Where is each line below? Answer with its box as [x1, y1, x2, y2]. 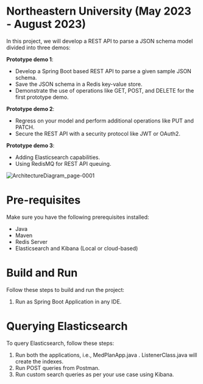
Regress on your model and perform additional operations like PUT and [15, 117, 194, 124]
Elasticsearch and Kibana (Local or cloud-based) [15, 244, 138, 252]
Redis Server [15, 238, 48, 245]
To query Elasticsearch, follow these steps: [6, 340, 115, 347]
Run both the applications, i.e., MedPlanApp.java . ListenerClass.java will [15, 351, 198, 358]
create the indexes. [15, 358, 64, 365]
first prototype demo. [15, 93, 69, 101]
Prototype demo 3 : [6, 141, 55, 149]
